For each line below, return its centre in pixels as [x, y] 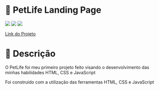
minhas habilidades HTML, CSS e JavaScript [50, 72]
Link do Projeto [20, 33]
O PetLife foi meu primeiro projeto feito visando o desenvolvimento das [77, 67]
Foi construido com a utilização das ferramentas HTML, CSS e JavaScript [79, 82]
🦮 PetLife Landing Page [53, 10]
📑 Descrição [30, 54]
